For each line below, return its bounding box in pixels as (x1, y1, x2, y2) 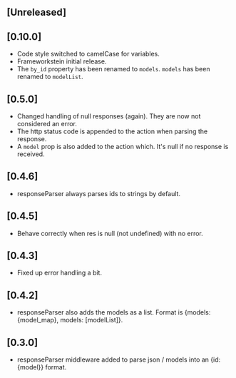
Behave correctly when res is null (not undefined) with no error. (16, 229, 204, 237)
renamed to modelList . (16, 72, 83, 81)
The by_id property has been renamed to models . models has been (16, 65, 210, 73)
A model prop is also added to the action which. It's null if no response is (16, 143, 229, 151)
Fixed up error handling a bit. (16, 268, 103, 277)
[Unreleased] (6, 6, 67, 19)
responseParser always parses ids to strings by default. (16, 189, 181, 198)
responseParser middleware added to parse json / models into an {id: (16, 355, 221, 364)
